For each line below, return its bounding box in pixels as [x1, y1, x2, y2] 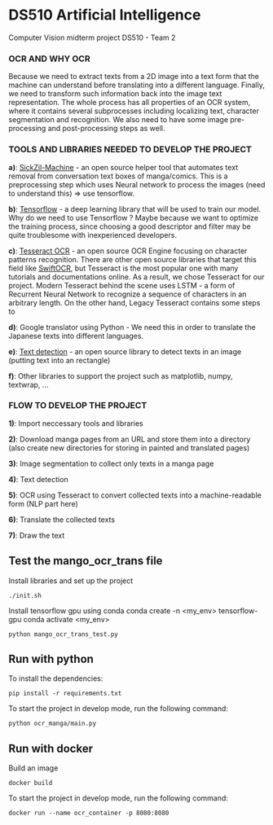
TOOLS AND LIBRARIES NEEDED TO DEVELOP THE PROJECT [8, 144, 253, 156]
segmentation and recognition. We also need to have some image [8, 115, 229, 125]
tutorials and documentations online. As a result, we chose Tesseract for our [8, 271, 265, 282]
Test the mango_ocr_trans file [8, 554, 163, 568]
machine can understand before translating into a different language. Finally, [8, 80, 265, 90]
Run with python [8, 652, 94, 666]
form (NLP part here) [8, 498, 79, 508]
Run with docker [8, 741, 94, 755]
